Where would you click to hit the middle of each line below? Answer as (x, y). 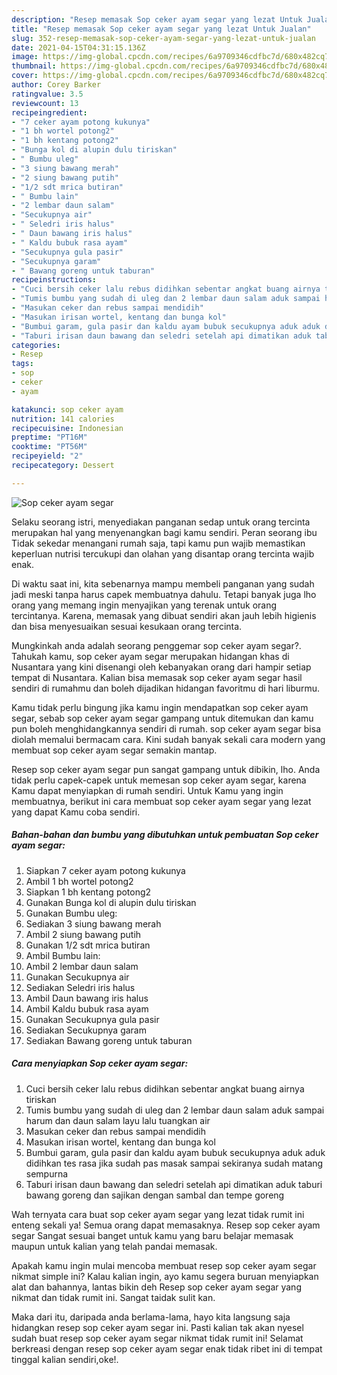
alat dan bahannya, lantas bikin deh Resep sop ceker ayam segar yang (156, 1287)
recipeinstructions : (54, 280)
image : (25, 57)
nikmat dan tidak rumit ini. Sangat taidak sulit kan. (113, 1297)
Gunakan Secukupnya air (77, 977)
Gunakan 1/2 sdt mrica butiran (88, 945)
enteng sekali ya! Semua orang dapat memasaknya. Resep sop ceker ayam (166, 1225)
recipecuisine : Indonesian (67, 428)
